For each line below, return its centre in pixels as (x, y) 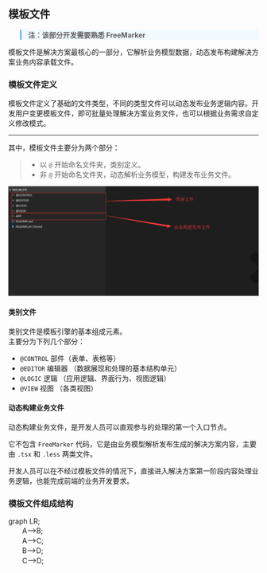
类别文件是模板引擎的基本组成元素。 (68, 331)
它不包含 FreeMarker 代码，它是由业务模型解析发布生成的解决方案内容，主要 (132, 444)
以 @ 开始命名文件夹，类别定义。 (92, 165)
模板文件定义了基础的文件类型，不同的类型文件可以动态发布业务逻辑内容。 (130, 104)
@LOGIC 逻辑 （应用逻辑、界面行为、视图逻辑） (95, 378)
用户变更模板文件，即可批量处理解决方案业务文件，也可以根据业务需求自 (133, 113)
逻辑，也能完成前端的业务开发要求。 (74, 481)
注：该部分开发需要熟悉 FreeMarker (87, 35)
